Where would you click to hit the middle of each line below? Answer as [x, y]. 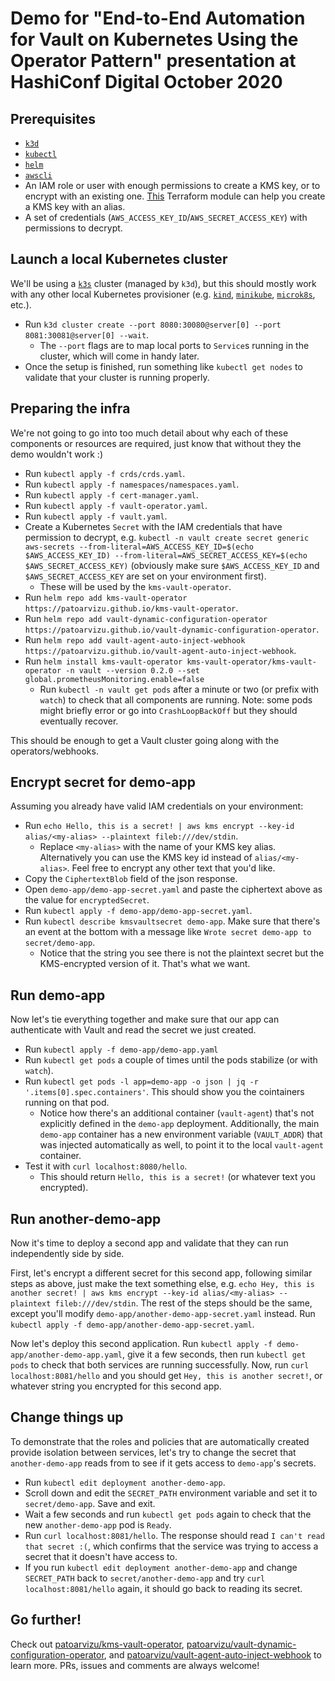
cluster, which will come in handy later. [119, 356]
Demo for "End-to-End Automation [158, 18]
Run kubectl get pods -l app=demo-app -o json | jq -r [141, 1081]
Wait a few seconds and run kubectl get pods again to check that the [168, 1514]
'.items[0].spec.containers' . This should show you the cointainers [164, 1092]
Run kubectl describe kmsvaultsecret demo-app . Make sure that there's [172, 921]
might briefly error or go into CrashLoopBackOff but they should [168, 710]
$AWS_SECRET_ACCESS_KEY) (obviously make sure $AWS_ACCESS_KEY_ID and [172, 565]
